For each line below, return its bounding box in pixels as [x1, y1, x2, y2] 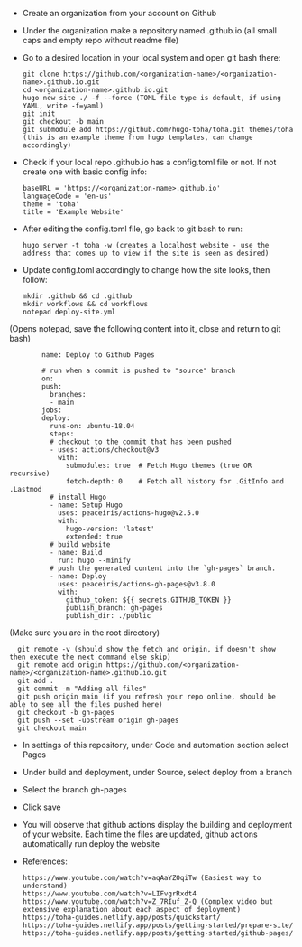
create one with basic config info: [22, 166, 147, 177]
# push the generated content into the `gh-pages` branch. [49, 564, 277, 573]
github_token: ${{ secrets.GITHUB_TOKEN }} [66, 595, 232, 605]
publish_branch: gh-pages [66, 604, 164, 613]
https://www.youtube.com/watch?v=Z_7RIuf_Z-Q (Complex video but [22, 897, 273, 906]
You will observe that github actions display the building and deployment [22, 820, 293, 830]
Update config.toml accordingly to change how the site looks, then [22, 265, 270, 275]
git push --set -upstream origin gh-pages [17, 716, 179, 725]
